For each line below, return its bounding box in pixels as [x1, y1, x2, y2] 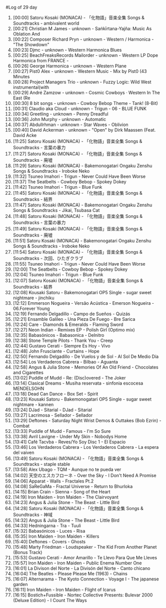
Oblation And [12, 31, 40, 37]
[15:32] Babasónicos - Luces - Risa [12, 528, 85, 534]
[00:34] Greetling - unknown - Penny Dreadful [12, 111, 109, 117]
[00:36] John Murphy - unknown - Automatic [12, 116, 106, 122]
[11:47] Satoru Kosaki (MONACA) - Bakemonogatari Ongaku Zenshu [12, 202, 152, 208]
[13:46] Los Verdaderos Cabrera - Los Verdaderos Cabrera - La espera [12, 444, 159, 450]
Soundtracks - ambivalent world [12, 20, 79, 26]
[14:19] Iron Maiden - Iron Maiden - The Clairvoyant [12, 494, 119, 500]
